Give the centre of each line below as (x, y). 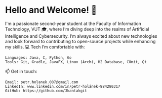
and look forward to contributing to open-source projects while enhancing (81, 41)
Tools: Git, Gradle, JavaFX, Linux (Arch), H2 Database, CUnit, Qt (76, 62)
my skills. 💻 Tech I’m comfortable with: (45, 47)
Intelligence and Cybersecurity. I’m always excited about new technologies (81, 36)
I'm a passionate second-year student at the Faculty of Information (73, 24)
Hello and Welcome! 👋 (51, 10)
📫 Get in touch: (21, 71)
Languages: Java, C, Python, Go (38, 58)
